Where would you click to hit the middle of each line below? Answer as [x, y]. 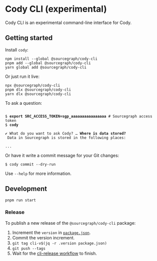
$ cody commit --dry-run [30, 164]
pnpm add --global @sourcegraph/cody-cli [48, 63]
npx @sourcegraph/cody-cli [33, 85]
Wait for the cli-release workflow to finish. [54, 253]
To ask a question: [24, 103]
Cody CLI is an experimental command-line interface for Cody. [68, 23]
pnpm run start [21, 200]
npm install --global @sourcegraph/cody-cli [51, 59]
